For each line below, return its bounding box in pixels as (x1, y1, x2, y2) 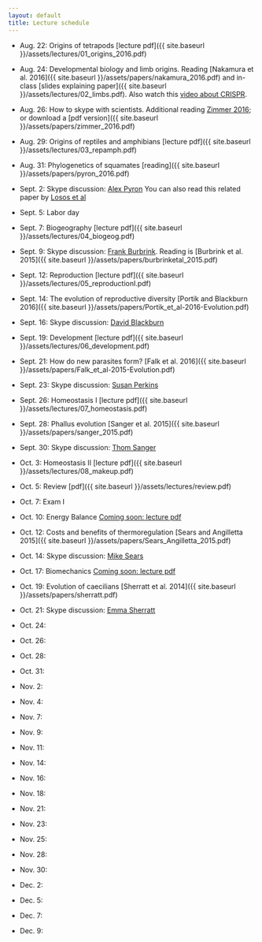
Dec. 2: (19, 880, 43, 889)
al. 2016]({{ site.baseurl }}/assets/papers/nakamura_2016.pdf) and (19, 73, 235, 82)
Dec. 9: (19, 925, 43, 935)
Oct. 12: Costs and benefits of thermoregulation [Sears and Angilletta (19, 527, 244, 537)
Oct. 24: (19, 620, 46, 630)
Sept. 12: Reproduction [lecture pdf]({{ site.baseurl (19, 270, 184, 280)
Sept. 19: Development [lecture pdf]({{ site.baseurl (19, 333, 183, 342)
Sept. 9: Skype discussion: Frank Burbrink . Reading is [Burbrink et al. (19, 246, 244, 256)
